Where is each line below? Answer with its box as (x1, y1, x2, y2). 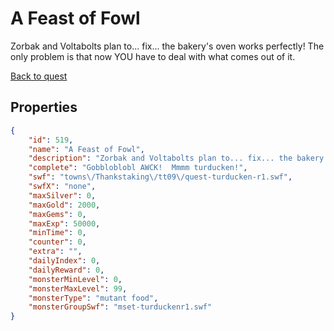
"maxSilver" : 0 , (28, 190, 97, 201)
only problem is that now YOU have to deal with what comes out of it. (10, 50, 296, 62)
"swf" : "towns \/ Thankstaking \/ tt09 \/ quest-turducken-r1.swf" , (28, 172, 293, 182)
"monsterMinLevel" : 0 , (28, 274, 123, 284)
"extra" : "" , (28, 247, 83, 257)
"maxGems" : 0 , (28, 209, 87, 219)
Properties (10, 99, 78, 116)
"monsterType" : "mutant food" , (28, 293, 159, 303)
